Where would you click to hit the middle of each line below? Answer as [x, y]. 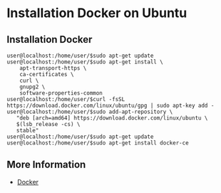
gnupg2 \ [32, 87]
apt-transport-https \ [53, 68]
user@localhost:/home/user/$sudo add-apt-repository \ [90, 112]
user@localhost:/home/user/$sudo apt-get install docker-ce [98, 143]
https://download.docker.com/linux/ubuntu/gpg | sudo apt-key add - [110, 105]
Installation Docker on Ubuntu [97, 13]
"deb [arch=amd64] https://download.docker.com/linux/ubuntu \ [112, 118]
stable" [27, 130]
